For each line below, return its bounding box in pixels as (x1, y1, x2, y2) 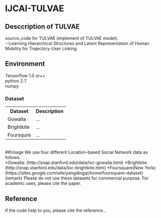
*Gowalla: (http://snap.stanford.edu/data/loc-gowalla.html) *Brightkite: (5, 159, 148, 166)
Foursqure (7, 132, 31, 139)
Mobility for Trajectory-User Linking (5, 46, 77, 51)
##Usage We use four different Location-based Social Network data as (5, 149, 148, 155)
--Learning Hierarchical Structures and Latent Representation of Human (5, 40, 150, 46)
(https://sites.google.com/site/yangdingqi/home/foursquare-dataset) (5, 170, 143, 176)
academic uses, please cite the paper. (5, 180, 81, 186)
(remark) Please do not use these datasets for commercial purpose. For (5, 175, 149, 181)
